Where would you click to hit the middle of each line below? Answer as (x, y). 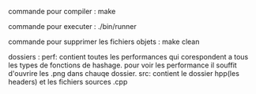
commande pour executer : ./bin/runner (72, 26)
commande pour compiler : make (62, 11)
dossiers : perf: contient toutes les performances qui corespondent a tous (128, 57)
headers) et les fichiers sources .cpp (68, 82)
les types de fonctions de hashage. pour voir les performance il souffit (122, 65)
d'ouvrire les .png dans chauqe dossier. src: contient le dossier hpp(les (124, 73)
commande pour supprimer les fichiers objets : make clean (104, 42)
